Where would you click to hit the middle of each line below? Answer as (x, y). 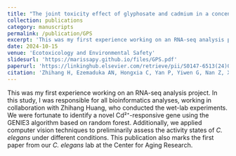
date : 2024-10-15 (33, 46)
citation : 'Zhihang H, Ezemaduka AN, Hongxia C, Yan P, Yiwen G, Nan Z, (116, 72)
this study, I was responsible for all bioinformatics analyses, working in (110, 100)
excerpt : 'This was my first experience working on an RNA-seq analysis (116, 40)
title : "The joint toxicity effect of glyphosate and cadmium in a (108, 14)
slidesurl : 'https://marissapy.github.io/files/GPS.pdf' (92, 60)
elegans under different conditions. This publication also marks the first (111, 137)
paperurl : (22, 66)
